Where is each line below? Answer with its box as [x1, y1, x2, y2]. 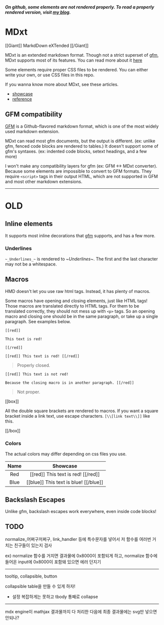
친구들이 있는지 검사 [14, 542, 52, 548]
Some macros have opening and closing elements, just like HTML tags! [5, 298, 148, 304]
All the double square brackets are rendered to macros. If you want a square [5, 408, 159, 414]
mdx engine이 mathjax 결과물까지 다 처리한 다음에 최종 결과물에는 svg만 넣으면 [5, 608, 157, 614]
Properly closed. [17, 362, 50, 368]
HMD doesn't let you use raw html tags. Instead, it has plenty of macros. [5, 288, 150, 294]
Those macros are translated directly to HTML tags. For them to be [5, 303, 140, 309]
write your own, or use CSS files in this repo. [5, 72, 95, 78]
